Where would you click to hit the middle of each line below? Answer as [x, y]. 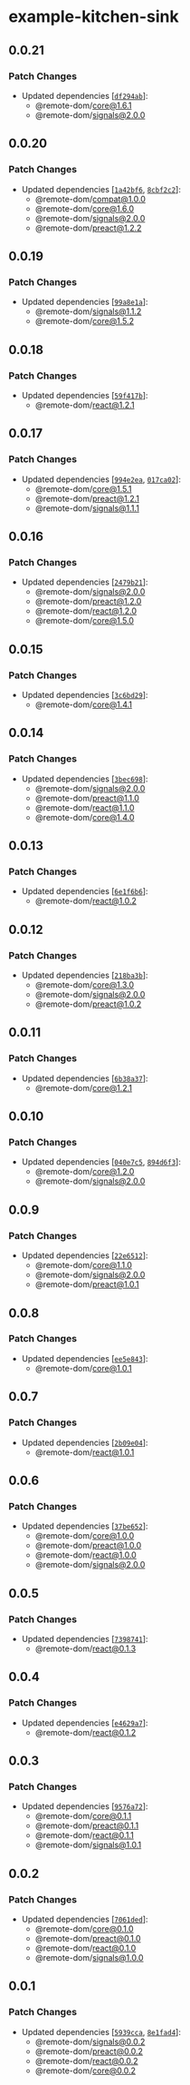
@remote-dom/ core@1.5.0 [85, 621]
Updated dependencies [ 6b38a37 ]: [85, 1078]
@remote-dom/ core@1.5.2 [85, 321]
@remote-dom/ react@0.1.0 [85, 1948]
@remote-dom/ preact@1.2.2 [88, 228]
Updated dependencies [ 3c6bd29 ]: [85, 695]
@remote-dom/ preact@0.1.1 [87, 1825]
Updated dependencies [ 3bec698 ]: [85, 779]
